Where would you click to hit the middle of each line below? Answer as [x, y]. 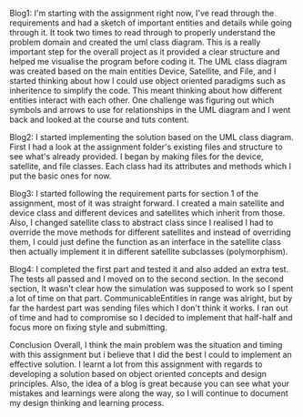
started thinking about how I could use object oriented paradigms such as [148, 81]
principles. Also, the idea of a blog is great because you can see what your [149, 383]
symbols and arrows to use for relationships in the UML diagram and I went [150, 110]
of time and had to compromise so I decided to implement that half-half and [151, 317]
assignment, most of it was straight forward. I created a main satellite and [147, 203]
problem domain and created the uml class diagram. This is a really [135, 42]
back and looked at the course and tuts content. [99, 119]
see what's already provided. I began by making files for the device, [136, 157]
